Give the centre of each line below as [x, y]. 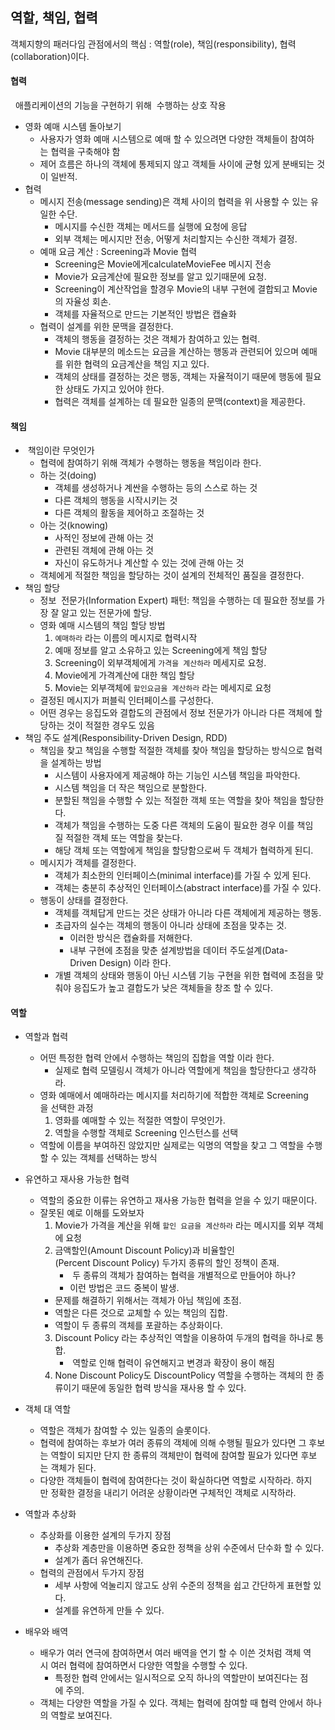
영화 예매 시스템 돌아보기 [73, 127]
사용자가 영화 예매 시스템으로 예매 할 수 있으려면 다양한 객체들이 [163, 139]
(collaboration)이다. [50, 56]
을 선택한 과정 [66, 1108]
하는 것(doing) [68, 475]
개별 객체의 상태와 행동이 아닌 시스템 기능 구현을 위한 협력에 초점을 [184, 975]
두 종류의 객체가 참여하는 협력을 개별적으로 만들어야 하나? [184, 1275]
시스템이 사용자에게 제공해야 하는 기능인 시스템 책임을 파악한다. [177, 775]
